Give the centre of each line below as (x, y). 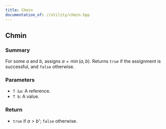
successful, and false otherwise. (40, 67)
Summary (18, 50)
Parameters (20, 80)
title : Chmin (19, 10)
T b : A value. (26, 96)
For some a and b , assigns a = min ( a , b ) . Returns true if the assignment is (83, 61)
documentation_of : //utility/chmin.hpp (48, 15)
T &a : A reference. (32, 91)
